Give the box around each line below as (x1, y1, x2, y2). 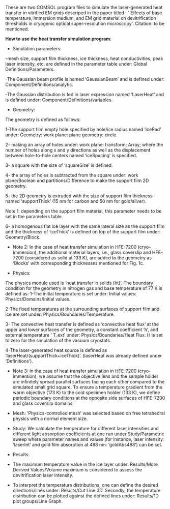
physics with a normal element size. (12, 415, 88, 422)
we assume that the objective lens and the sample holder (39, 373, 159, 379)
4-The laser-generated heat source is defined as (5, 347, 107, 353)
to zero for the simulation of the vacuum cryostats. (5, 338, 111, 343)
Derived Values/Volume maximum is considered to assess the (12, 467, 143, 472)
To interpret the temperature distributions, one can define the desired (12, 482, 159, 488)
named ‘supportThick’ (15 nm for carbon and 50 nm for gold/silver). (5, 198, 147, 204)
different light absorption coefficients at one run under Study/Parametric (12, 431, 164, 437)
